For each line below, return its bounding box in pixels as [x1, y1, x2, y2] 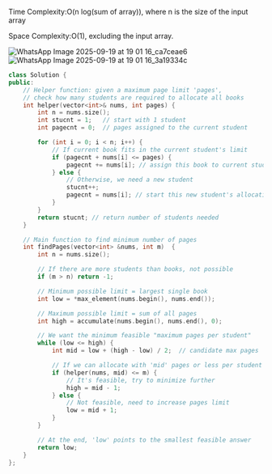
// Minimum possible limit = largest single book [37, 287, 208, 295]
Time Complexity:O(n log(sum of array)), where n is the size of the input [8, 7, 249, 16]
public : [8, 78, 35, 87]
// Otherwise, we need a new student [66, 176, 194, 184]
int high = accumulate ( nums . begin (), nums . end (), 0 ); [37, 317, 223, 325]
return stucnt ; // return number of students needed [37, 214, 219, 222]
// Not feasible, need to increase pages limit [66, 399, 230, 407]
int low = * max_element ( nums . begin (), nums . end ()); [37, 294, 216, 303]
